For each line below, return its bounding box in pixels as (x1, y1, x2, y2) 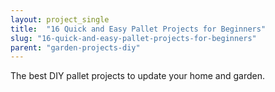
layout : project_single (10, 14, 110, 25)
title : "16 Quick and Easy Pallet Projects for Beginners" (10, 24, 267, 34)
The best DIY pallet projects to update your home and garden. (10, 70, 265, 82)
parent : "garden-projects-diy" (10, 42, 141, 53)
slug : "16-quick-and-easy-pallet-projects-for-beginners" (10, 33, 257, 43)
